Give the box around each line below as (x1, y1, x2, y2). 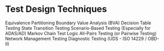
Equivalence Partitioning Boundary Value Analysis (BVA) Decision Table (5, 20, 152, 26)
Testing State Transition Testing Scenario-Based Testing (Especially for (5, 25, 151, 31)
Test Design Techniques (5, 3, 107, 15)
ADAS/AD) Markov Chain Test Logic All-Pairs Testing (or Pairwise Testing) (5, 30, 157, 36)
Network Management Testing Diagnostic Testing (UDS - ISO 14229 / (5, 36, 147, 42)
